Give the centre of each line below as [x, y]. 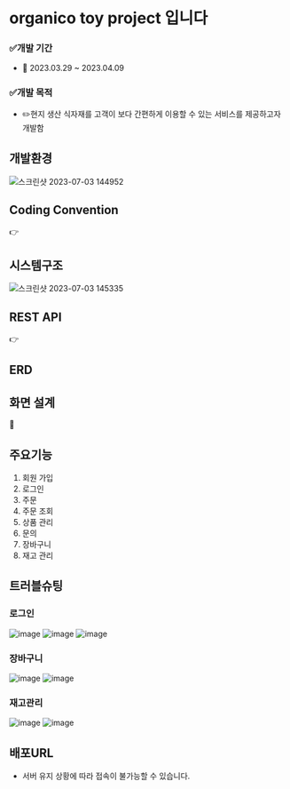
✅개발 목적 [31, 92]
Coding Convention [64, 210]
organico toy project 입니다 [109, 18]
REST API [35, 317]
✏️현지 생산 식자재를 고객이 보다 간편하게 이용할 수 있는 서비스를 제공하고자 [151, 114]
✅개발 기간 [31, 48]
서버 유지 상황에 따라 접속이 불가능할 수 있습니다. [106, 776]
